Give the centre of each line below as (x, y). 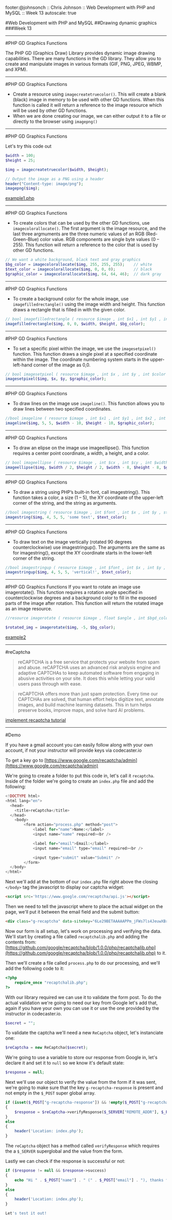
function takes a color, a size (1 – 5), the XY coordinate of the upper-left (88, 497)
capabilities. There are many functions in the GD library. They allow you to (83, 58)
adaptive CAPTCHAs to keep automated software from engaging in (89, 673)
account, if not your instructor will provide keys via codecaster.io (73, 750)
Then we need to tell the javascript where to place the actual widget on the (84, 906)
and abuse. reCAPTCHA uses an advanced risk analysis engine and (89, 667)
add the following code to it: (35, 968)
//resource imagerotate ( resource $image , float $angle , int (75, 618)
